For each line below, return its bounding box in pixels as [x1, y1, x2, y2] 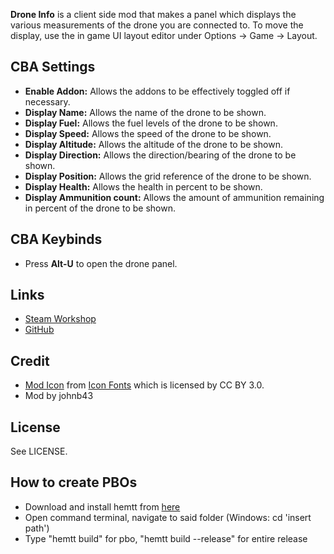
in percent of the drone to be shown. [24, 202, 176, 214]
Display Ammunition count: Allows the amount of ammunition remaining [24, 191, 325, 203]
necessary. [24, 95, 71, 108]
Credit [10, 352, 50, 369]
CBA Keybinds [10, 231, 103, 248]
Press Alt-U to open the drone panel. [24, 257, 178, 269]
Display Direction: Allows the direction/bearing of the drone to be [24, 149, 297, 161]
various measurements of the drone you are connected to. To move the [10, 19, 304, 31]
